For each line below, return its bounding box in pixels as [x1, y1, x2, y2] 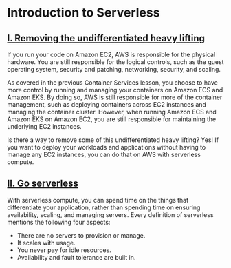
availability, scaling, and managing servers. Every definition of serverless [7, 210, 214, 218]
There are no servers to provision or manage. [16, 231, 146, 239]
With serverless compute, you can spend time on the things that [7, 196, 189, 204]
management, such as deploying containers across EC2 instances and [7, 101, 206, 108]
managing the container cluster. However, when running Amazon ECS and [7, 108, 217, 116]
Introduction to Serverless [7, 5, 160, 21]
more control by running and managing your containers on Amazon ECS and [7, 86, 223, 94]
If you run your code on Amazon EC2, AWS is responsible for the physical [7, 50, 216, 59]
